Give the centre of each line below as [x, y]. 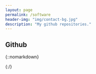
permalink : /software [28, 15]
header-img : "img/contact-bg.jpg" [42, 19]
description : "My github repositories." [49, 24]
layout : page [19, 10]
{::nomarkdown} [22, 57]
